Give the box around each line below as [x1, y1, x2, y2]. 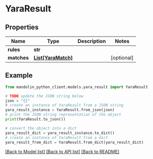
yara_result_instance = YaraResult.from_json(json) [5, 107, 115, 112]
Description [77, 38, 106, 44]
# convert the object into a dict [5, 125, 77, 130]
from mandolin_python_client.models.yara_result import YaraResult [5, 84, 149, 89]
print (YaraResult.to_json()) [5, 117, 66, 122]
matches [7, 54, 29, 61]
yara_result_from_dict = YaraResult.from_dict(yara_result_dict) [5, 139, 144, 145]
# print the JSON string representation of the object [5, 112, 122, 117]
